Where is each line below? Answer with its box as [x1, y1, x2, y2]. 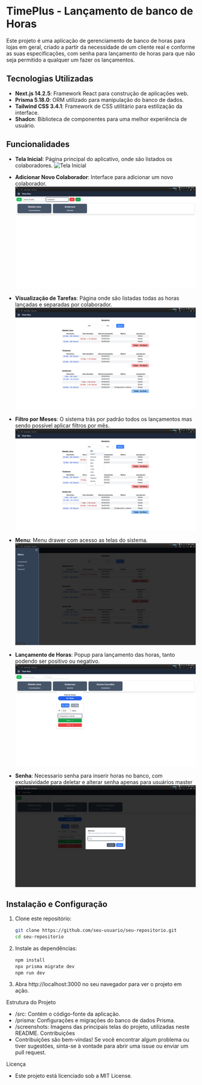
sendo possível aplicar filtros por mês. [14, 422, 110, 429]
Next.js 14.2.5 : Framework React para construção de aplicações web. [14, 89, 189, 97]
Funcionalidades [6, 139, 70, 150]
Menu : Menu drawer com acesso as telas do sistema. [14, 536, 148, 543]
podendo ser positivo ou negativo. [14, 657, 100, 665]
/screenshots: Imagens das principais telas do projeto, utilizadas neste [14, 1023, 190, 1031]
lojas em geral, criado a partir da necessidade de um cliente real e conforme [6, 43, 195, 51]
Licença [6, 1060, 26, 1068]
